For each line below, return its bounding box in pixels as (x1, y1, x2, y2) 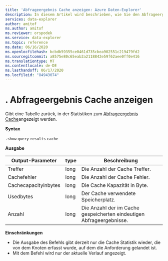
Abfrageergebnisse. (81, 216, 128, 223)
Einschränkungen (5, 229, 43, 235)
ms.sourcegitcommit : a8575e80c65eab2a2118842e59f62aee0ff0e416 (5, 54, 140, 59)
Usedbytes (7, 193, 33, 200)
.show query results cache (5, 136, 58, 141)
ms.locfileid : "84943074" (5, 73, 59, 78)
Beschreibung (103, 157, 138, 164)
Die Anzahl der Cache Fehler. (81, 173, 150, 180)
